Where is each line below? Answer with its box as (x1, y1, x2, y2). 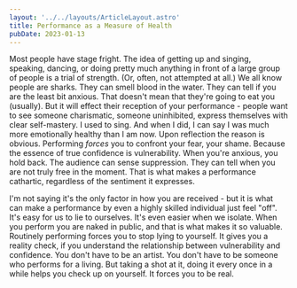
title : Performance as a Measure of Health (9, 21, 173, 30)
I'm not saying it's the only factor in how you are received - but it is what (9, 193, 273, 204)
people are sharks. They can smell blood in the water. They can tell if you (9, 82, 277, 93)
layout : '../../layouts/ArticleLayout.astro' (9, 12, 180, 22)
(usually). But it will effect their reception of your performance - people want (9, 101, 288, 112)
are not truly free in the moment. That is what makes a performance (9, 167, 257, 177)
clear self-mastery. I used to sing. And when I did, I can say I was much (9, 120, 270, 130)
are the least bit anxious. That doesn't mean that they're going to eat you (9, 91, 276, 102)
